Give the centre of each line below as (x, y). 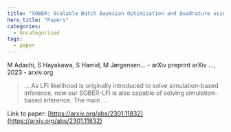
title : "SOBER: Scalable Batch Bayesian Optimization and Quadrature (109, 13)
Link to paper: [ (29, 113)
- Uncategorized (36, 33)
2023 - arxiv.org (30, 72)
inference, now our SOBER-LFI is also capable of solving (104, 93)
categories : (24, 26)
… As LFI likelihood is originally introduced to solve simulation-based (121, 86)
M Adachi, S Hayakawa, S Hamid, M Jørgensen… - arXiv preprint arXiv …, (111, 65)
